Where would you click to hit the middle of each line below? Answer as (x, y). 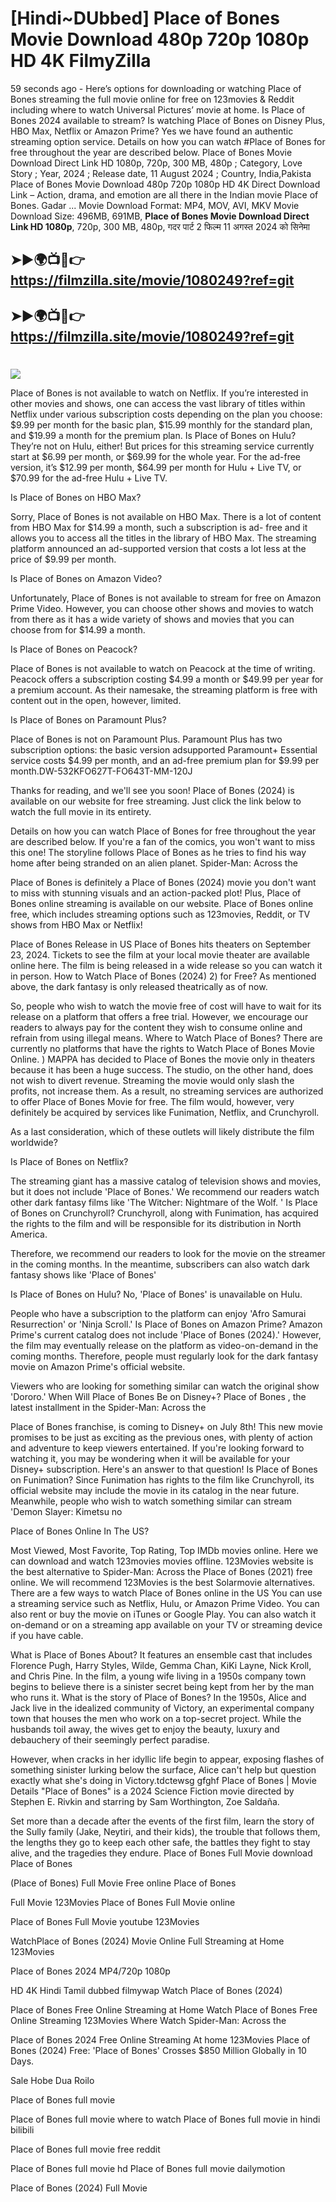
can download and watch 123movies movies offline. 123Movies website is (162, 1561)
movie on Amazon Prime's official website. (98, 1366)
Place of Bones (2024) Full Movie (79, 2188)
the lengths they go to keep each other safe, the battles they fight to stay (160, 1842)
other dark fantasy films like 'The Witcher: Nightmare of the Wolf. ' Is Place (164, 1202)
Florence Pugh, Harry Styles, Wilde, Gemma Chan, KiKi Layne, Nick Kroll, (161, 1665)
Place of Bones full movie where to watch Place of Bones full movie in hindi (165, 2119)
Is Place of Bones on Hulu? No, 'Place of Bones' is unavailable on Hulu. (156, 1294)
